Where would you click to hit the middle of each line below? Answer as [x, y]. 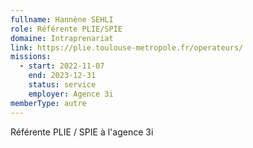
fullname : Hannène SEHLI [62, 19]
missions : [31, 57]
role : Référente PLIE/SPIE [66, 29]
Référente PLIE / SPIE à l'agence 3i [82, 132]
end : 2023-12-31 [62, 76]
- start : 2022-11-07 [62, 66]
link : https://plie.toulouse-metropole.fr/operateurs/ [127, 47]
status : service [62, 85]
